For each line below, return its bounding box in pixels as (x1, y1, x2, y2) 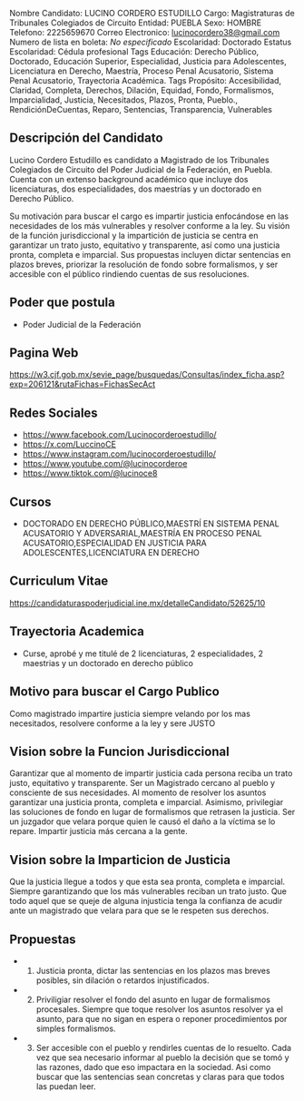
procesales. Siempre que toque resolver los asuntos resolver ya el (35, 1003, 284, 1015)
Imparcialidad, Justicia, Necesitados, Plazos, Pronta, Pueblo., (9, 94, 239, 105)
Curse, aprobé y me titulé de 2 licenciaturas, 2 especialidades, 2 (22, 648, 263, 659)
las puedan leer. (35, 1080, 96, 1092)
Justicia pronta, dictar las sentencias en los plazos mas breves (35, 965, 270, 976)
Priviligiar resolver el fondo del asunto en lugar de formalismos (35, 994, 270, 1005)
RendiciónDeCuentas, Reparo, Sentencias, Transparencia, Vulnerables (9, 104, 272, 114)
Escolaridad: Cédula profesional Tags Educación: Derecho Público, (9, 46, 260, 57)
